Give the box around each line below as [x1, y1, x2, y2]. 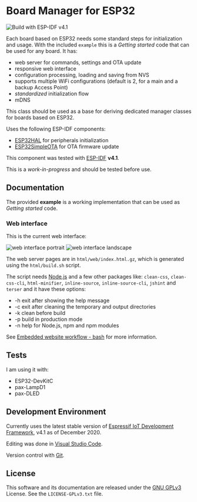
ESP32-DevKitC [14, 377, 54, 384]
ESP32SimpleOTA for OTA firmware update [14, 143, 119, 150]
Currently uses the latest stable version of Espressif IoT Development [6, 422, 174, 430]
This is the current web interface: [6, 233, 87, 240]
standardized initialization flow [14, 90, 89, 97]
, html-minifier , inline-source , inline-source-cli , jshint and [24, 279, 176, 286]
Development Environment [6, 407, 106, 417]
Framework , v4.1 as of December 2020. [6, 429, 102, 436]
